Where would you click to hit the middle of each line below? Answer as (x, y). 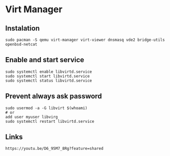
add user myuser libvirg (32, 117)
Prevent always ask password (54, 96)
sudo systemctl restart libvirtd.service (50, 121)
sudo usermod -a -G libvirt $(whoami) (46, 108)
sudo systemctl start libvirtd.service (48, 76)
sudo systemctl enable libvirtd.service (49, 72)
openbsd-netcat (21, 44)
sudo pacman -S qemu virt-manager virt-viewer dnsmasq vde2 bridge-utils (85, 40)
